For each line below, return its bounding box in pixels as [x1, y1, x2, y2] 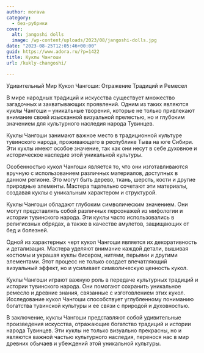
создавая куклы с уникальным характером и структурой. [6, 188, 157, 196]
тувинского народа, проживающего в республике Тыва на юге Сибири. [6, 138, 194, 145]
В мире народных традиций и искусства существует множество [6, 94, 175, 101]
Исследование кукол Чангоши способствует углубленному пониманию [6, 295, 194, 302]
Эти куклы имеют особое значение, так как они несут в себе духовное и [6, 144, 197, 152]
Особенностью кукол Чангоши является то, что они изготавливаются [6, 163, 188, 170]
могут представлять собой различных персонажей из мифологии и [6, 207, 183, 214]
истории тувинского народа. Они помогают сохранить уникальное [6, 282, 181, 290]
